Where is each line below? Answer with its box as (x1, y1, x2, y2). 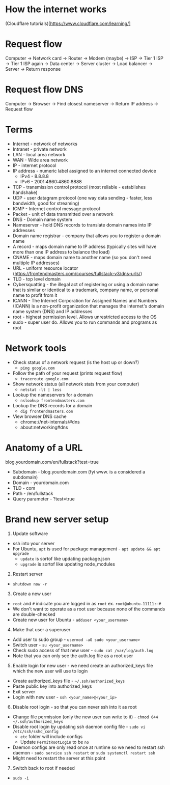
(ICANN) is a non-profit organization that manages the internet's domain (12, 303, 164, 309)
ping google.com (20, 366, 55, 371)
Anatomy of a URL (5, 442, 83, 454)
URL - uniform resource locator (12, 265, 78, 271)
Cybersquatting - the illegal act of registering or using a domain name (12, 281, 159, 287)
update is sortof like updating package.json (20, 555, 110, 562)
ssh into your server (12, 540, 55, 546)
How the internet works (5, 4, 107, 15)
